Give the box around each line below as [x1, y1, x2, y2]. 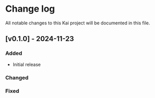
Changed [5, 74, 29, 81]
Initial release [12, 61, 41, 68]
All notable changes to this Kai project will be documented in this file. [5, 20, 150, 26]
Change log [5, 3, 55, 15]
